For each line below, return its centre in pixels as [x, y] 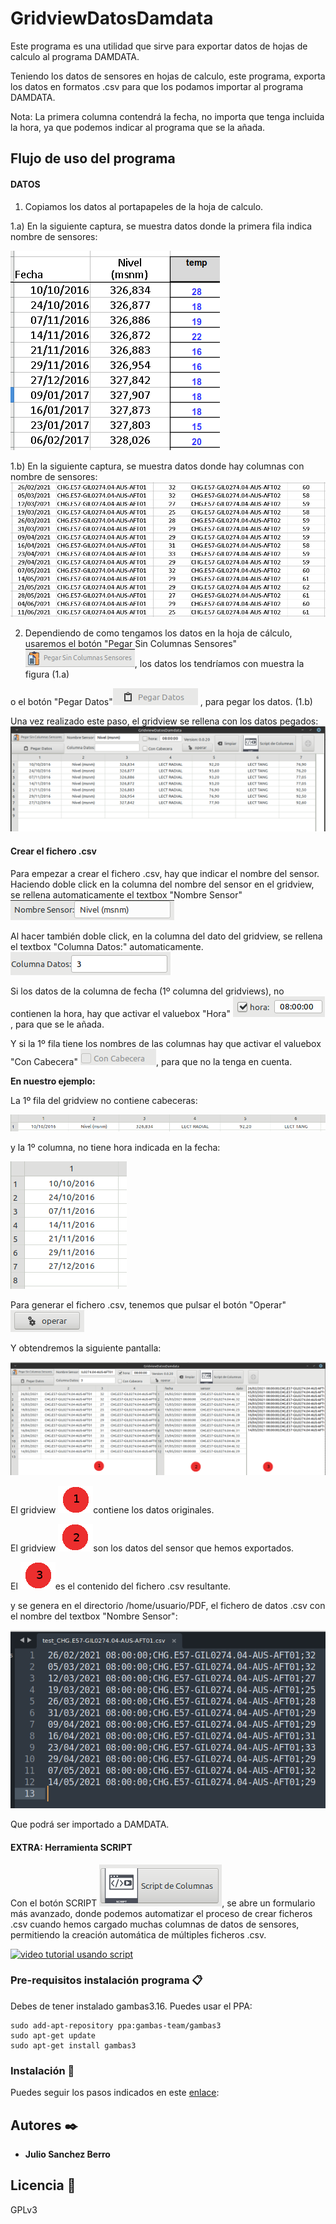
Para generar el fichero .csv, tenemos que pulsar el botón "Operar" [148, 1304]
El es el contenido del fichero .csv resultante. [121, 1586]
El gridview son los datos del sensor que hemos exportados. [152, 1548]
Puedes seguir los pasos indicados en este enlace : [115, 2093]
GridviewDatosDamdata [112, 18]
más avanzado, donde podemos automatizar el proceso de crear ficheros [161, 1913]
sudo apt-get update [53, 2035]
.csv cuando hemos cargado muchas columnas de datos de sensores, [155, 1924]
